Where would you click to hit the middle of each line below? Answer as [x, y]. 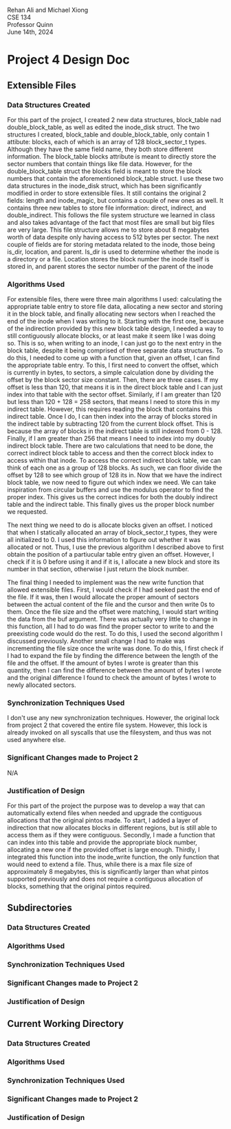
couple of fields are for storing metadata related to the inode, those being [111, 244]
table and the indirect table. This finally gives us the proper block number [111, 504]
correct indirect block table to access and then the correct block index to [110, 453]
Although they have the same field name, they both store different [100, 149]
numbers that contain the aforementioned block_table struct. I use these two [115, 178]
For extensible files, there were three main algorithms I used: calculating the [114, 299]
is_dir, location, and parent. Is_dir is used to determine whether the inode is [113, 252]
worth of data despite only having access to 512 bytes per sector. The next [113, 237]
